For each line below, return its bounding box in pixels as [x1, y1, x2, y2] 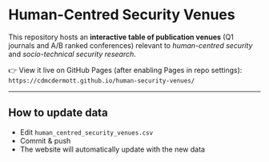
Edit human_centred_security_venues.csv [19, 127, 154, 137]
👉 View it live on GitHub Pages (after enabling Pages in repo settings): [8, 65, 243, 75]
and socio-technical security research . [8, 49, 136, 59]
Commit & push [19, 136, 71, 145]
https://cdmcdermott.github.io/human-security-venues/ [8, 76, 195, 85]
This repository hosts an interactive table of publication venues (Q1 [8, 32, 235, 42]
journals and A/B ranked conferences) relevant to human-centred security [8, 40, 253, 50]
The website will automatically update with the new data [19, 144, 206, 154]
